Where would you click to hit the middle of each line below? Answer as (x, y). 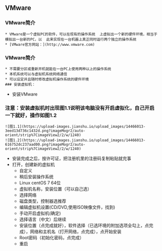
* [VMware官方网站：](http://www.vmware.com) (50, 44)
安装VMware (25, 94)
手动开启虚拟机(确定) (40, 213)
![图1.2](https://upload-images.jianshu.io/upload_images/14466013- (75, 140)
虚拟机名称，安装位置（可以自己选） (56, 189)
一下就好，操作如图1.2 (31, 115)
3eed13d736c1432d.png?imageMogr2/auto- (45, 131)
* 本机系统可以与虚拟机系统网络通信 (36, 74)
